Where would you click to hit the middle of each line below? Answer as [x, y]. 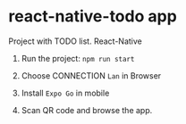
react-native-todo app [93, 17]
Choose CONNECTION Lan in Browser [91, 75]
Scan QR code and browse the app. [87, 110]
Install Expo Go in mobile [65, 93]
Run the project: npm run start [78, 58]
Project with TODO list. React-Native [75, 41]
